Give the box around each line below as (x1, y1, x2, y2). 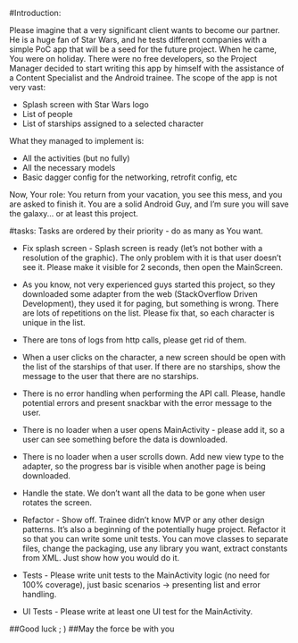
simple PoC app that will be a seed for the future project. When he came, (9, 44, 277, 55)
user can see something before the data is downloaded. (21, 434, 228, 444)
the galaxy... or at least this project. (9, 208, 138, 218)
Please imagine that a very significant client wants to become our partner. (9, 25, 281, 35)
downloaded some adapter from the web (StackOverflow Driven (21, 289, 259, 299)
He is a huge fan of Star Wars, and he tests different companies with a (9, 35, 268, 45)
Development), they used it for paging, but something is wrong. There (21, 299, 279, 309)
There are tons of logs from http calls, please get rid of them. (21, 334, 247, 345)
